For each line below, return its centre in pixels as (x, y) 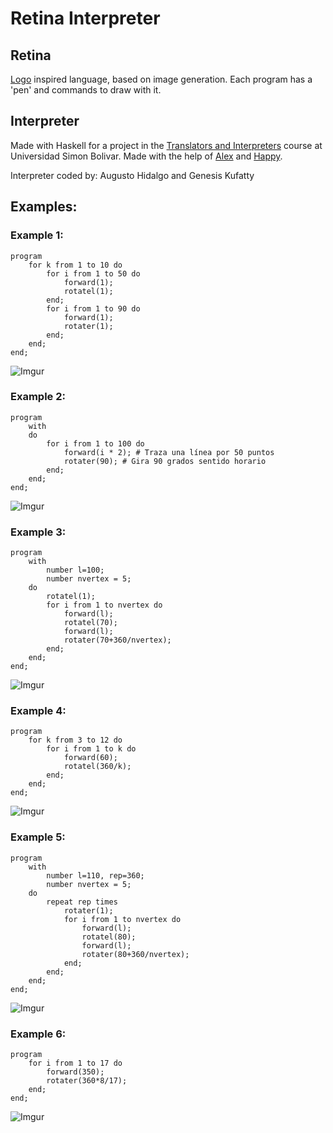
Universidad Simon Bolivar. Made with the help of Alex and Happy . (146, 156)
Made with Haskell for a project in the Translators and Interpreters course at (166, 145)
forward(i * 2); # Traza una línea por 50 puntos (169, 452)
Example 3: (38, 532)
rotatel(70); (90, 623)
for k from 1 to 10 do (75, 265)
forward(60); (90, 758)
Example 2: (38, 397)
